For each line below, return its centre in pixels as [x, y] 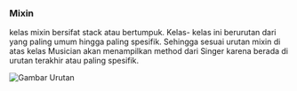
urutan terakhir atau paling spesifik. [74, 61]
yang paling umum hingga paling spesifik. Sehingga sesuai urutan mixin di [145, 42]
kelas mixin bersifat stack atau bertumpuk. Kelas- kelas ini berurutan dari [143, 33]
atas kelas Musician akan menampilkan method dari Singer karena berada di [149, 51]
